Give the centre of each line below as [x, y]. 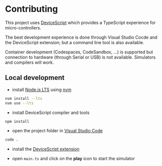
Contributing [31, 9]
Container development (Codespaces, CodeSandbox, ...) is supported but [79, 52]
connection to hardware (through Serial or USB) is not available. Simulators [81, 57]
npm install [17, 121]
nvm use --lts [20, 103]
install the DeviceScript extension [46, 149]
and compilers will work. [30, 62]
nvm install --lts [24, 98]
